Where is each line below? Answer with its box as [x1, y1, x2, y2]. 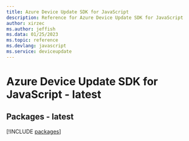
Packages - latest [6, 112, 74, 122]
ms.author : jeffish [6, 26, 56, 32]
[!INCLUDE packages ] [6, 128, 61, 135]
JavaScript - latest [6, 88, 101, 101]
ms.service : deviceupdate [6, 49, 72, 55]
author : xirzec [6, 20, 45, 26]
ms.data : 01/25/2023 [6, 32, 59, 38]
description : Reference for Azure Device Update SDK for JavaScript [6, 15, 184, 21]
